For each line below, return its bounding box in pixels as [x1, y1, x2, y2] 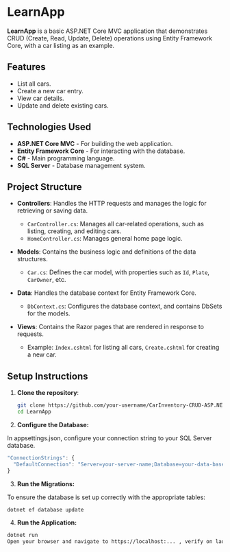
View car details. [16, 94, 64, 102]
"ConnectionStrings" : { [7, 454, 75, 461]
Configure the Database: [16, 420, 89, 429]
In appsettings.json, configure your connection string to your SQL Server [7, 433, 212, 442]
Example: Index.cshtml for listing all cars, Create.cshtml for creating [27, 344, 220, 352]
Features [7, 61, 46, 73]
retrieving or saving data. [16, 206, 88, 215]
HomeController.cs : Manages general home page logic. [27, 235, 183, 243]
